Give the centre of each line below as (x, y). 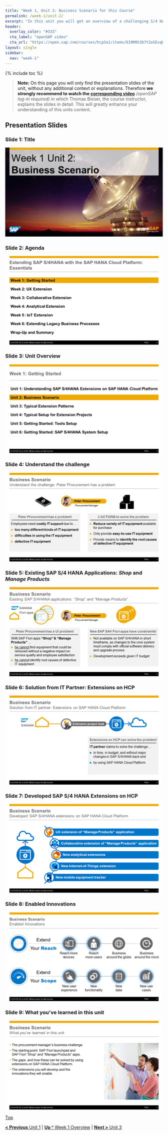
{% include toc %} (24, 73)
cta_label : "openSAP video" (39, 37)
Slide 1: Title (20, 139)
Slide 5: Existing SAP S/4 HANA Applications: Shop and (74, 573)
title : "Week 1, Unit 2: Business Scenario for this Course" (70, 11)
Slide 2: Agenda (25, 248)
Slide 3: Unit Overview (33, 356)
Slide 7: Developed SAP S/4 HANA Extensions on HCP (72, 796)
